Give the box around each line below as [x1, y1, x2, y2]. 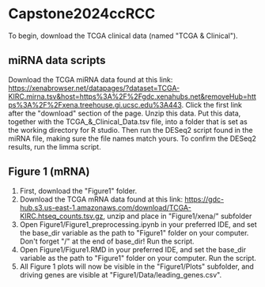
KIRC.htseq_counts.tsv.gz [19, 211, 104, 221]
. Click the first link [181, 100, 243, 109]
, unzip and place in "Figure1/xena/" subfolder [102, 211, 252, 221]
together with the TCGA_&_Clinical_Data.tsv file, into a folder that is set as [8, 116, 248, 127]
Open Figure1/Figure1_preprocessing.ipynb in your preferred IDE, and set [19, 219, 257, 229]
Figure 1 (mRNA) [8, 165, 90, 179]
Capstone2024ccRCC [8, 5, 156, 23]
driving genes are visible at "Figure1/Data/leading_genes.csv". [19, 270, 222, 279]
